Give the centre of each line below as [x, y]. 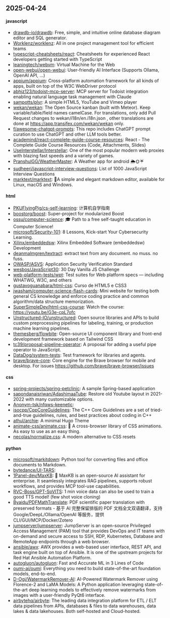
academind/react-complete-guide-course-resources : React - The [81, 139]
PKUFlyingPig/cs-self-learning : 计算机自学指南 [61, 208]
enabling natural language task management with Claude [72, 97]
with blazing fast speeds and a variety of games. [64, 155]
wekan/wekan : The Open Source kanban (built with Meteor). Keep [82, 107]
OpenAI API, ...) [29, 75]
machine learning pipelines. [42, 328]
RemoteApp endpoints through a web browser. [61, 542]
